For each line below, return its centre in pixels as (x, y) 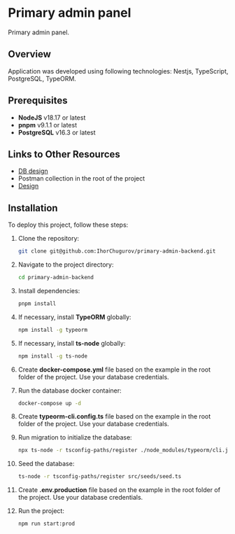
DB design (33, 171)
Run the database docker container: (70, 391)
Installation (33, 208)
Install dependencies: (49, 290)
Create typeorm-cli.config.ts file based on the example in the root (114, 416)
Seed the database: (46, 464)
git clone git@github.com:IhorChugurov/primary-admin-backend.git (117, 251)
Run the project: (41, 511)
